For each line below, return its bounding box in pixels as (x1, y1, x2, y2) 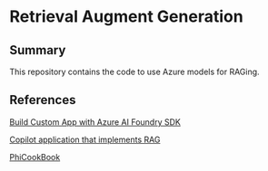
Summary (9, 43, 66, 58)
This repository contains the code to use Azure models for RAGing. (9, 66, 261, 77)
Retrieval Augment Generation (9, 6, 243, 27)
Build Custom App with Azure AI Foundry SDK (9, 116, 182, 128)
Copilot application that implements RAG (9, 134, 161, 145)
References (9, 92, 76, 108)
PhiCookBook (9, 151, 61, 162)
